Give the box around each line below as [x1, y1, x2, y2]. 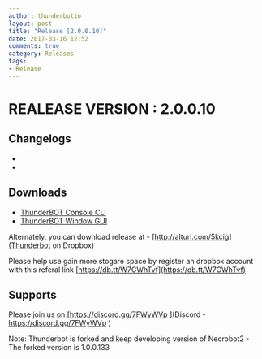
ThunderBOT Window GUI [19, 216, 108, 226]
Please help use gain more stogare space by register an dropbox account [8, 256, 254, 266]
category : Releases [8, 50, 75, 58]
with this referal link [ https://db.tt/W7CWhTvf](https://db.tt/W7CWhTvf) [8, 265, 246, 275]
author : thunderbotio [8, 11, 82, 20]
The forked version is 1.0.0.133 [8, 343, 110, 353]
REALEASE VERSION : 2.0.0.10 [8, 99, 217, 118]
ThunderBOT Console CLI [19, 207, 107, 217]
